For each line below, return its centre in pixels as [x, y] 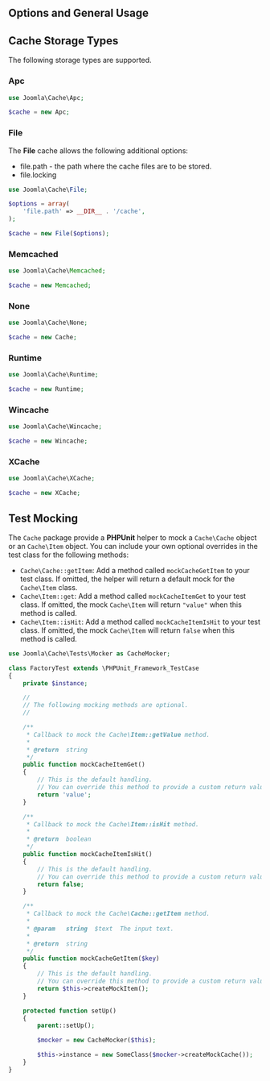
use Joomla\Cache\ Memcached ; [57, 271]
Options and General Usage [79, 13]
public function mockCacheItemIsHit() [88, 854]
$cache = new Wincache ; [48, 441]
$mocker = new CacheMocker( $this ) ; [97, 1040]
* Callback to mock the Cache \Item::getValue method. [118, 734]
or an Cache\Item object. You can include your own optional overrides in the [133, 546]
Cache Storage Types [63, 41]
